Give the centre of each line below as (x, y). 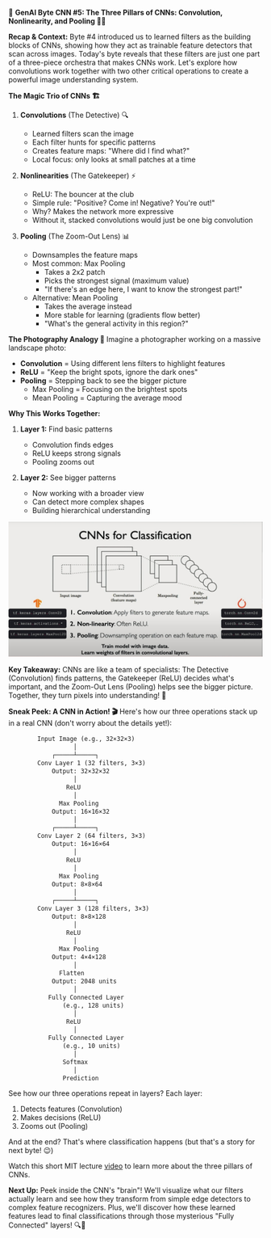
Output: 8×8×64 (77, 884)
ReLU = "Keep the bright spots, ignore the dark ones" (109, 372)
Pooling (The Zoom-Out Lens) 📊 (75, 236)
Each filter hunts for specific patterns (94, 142)
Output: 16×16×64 (81, 844)
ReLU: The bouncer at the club (83, 194)
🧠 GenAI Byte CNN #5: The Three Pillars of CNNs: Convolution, (116, 13)
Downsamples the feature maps (85, 255)
